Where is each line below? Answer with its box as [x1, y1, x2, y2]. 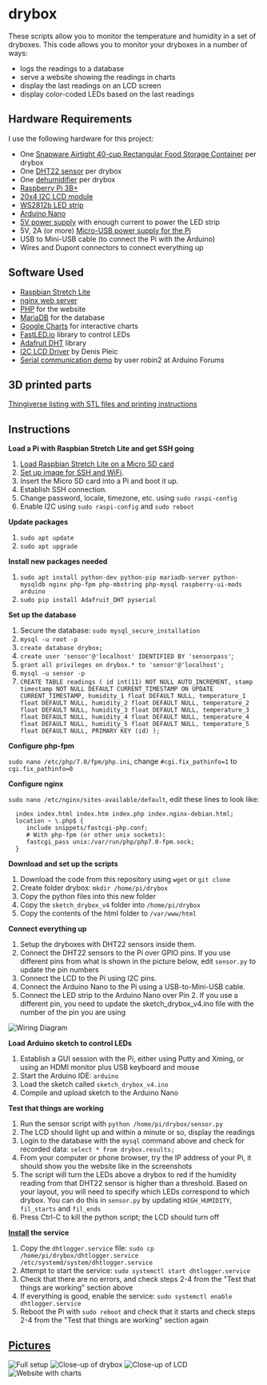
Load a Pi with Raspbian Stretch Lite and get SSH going [8, 444, 194, 453]
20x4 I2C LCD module [19, 191, 94, 201]
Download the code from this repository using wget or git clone [19, 875, 231, 884]
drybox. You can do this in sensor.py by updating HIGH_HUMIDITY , [19, 1195, 233, 1205]
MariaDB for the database [19, 313, 106, 322]
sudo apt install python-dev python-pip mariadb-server [19, 573, 210, 582]
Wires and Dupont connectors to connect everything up [19, 242, 204, 252]
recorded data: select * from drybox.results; [19, 1144, 175, 1154]
